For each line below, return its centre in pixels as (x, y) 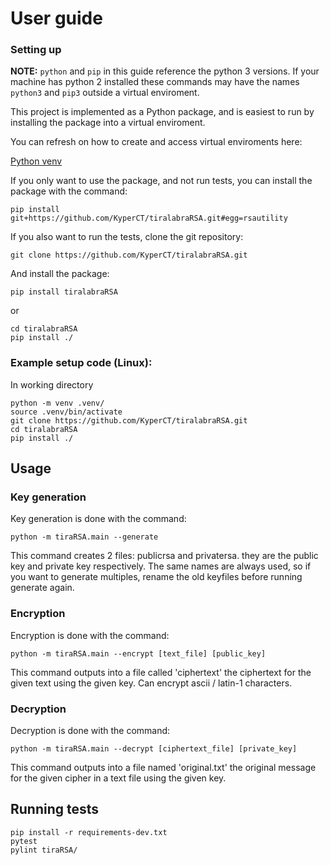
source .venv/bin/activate (66, 412)
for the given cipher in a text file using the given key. (118, 778)
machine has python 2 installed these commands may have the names (155, 82)
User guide (56, 18)
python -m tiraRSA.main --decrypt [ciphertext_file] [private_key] (154, 749)
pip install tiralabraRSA (64, 292)
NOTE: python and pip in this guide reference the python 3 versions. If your (165, 71)
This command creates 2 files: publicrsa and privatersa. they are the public (164, 556)
